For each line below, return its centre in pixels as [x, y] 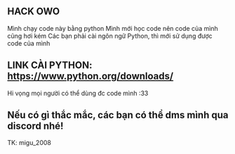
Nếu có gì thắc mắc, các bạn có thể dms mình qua [118, 115]
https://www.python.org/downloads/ [90, 76]
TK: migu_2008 [29, 143]
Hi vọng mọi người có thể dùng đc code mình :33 [78, 93]
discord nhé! [35, 126]
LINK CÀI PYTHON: [50, 65]
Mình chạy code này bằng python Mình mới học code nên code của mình [113, 28]
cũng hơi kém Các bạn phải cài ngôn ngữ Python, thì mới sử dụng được [110, 36]
